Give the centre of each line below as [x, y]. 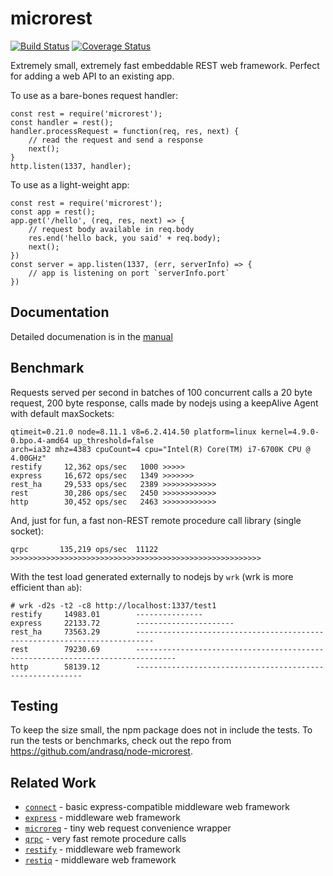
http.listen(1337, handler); [71, 166]
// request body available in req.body [111, 229]
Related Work [53, 782]
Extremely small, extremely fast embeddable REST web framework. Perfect [165, 65]
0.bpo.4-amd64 [40, 440]
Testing [34, 705]
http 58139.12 [55, 667]
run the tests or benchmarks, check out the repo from [121, 741]
